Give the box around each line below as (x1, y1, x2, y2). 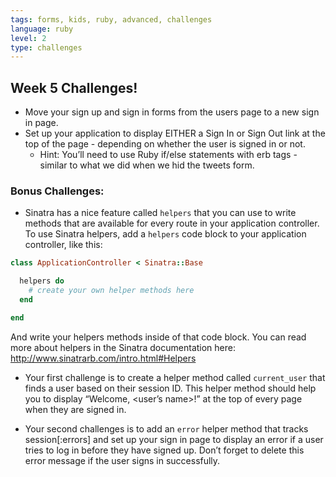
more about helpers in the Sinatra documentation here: (10, 341, 236, 353)
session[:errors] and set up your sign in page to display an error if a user (24, 433, 324, 445)
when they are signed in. (24, 403, 127, 415)
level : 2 (10, 33, 47, 43)
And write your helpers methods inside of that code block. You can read (10, 331, 307, 343)
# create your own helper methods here (28, 286, 195, 296)
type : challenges (10, 42, 83, 53)
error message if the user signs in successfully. (24, 454, 221, 466)
